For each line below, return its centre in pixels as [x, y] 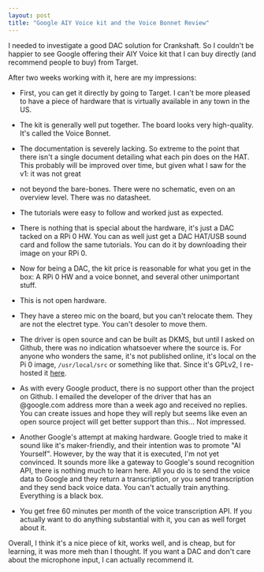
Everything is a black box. [61, 495]
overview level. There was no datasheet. [85, 197]
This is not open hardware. [63, 300]
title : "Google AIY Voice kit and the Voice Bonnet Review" [109, 23]
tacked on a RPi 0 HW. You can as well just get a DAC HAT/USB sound [133, 236]
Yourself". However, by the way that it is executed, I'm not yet [119, 454]
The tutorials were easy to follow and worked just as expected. [121, 212]
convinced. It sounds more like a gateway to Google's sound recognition [137, 462]
